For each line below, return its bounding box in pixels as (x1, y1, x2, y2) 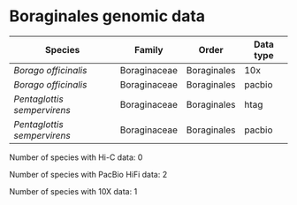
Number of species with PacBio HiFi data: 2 (9, 169, 168, 179)
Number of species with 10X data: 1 (9, 186, 138, 196)
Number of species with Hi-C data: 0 (9, 152, 143, 163)
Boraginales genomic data (9, 6, 206, 27)
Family (133, 43, 164, 56)
